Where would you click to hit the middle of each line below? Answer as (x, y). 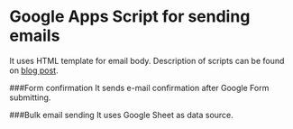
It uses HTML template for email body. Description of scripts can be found (147, 60)
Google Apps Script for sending (130, 17)
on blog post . (34, 70)
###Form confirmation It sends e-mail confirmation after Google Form (139, 88)
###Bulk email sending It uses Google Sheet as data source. (122, 115)
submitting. (30, 97)
